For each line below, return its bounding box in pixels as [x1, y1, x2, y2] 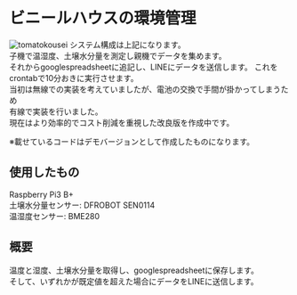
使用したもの [9, 165, 80, 180]
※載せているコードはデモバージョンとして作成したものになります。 [9, 135, 255, 147]
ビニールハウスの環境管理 [9, 8, 197, 29]
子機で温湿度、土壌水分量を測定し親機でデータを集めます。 [9, 50, 227, 61]
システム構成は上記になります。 [69, 39, 186, 50]
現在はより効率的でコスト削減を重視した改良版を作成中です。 [9, 117, 235, 127]
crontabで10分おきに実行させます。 [9, 72, 139, 83]
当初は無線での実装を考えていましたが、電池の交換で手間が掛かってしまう [9, 84, 282, 94]
